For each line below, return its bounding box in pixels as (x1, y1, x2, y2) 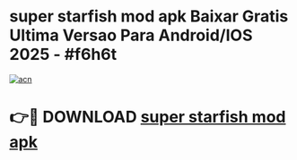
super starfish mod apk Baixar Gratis (9, 6, 289, 27)
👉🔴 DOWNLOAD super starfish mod (9, 107, 286, 127)
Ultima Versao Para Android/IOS (9, 25, 253, 46)
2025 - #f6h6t (9, 45, 118, 64)
